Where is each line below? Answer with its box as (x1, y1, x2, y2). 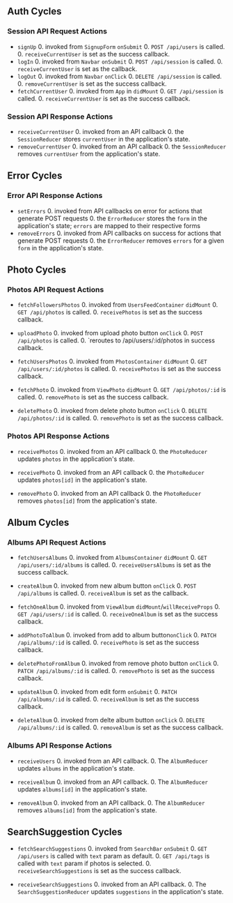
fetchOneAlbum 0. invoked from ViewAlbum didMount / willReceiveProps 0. (17, 602, 220, 611)
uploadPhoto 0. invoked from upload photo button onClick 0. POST (17, 329, 204, 337)
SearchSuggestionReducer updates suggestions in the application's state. (17, 888, 224, 896)
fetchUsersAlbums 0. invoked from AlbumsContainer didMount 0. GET (17, 554, 207, 562)
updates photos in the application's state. (17, 455, 135, 463)
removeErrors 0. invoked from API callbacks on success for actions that (17, 229, 221, 237)
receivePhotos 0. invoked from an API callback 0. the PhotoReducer (17, 447, 208, 455)
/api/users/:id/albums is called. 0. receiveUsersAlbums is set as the (17, 561, 211, 569)
